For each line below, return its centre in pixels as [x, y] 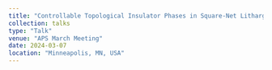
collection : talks [39, 23]
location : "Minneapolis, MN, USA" [67, 53]
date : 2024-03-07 [38, 46]
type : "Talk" [30, 31]
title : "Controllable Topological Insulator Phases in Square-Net [123, 16]
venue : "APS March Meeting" [56, 38]
